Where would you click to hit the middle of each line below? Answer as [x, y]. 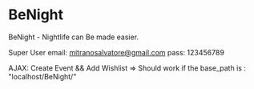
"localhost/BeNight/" [42, 76]
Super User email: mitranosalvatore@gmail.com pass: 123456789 [116, 52]
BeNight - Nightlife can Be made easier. [73, 37]
